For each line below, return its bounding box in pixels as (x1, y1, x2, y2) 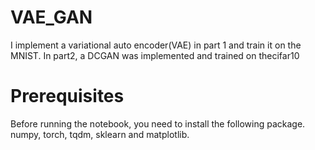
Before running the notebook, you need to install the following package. (10, 117, 306, 130)
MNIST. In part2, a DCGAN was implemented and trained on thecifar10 (10, 49, 300, 61)
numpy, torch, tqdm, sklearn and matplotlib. (10, 128, 190, 140)
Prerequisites (10, 85, 125, 108)
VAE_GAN (10, 6, 93, 29)
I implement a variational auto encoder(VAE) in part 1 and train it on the (10, 39, 302, 51)
